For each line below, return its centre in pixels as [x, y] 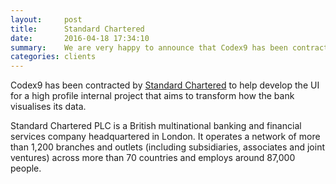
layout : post [46, 19]
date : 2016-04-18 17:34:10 [80, 38]
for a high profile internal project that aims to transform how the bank [152, 96]
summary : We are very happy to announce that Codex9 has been [149, 47]
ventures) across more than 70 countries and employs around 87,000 [153, 158]
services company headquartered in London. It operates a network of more [165, 137]
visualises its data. [48, 107]
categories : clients [53, 57]
